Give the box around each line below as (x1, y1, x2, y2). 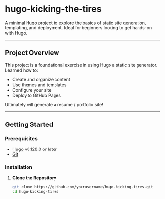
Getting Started (5, 121, 54, 129)
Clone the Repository (12, 175, 56, 181)
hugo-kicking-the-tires (5, 3, 102, 15)
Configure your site (12, 87, 52, 93)
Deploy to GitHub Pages (12, 92, 61, 98)
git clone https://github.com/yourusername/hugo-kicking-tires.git (12, 184, 153, 189)
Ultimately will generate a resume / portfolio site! (5, 101, 103, 107)
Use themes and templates (12, 82, 67, 88)
